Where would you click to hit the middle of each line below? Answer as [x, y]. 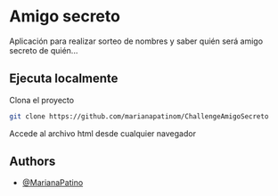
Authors [33, 162]
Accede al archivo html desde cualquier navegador [102, 133]
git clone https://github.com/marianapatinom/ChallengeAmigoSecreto [139, 116]
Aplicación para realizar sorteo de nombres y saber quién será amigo [136, 41]
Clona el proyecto [41, 100]
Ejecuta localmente [64, 79]
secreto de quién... [44, 50]
